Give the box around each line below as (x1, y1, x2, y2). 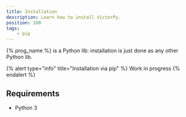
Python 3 (14, 104, 38, 111)
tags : (6, 25, 20, 31)
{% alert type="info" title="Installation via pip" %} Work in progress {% (6, 65, 181, 72)
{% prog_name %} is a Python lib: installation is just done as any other (6, 47, 179, 54)
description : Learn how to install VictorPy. (6, 14, 121, 20)
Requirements (6, 88, 60, 99)
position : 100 (6, 20, 42, 26)
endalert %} (6, 71, 36, 78)
